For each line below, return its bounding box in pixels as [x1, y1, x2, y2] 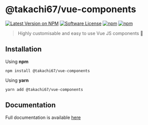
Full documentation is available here [5, 114, 81, 120]
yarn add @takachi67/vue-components [5, 87, 83, 92]
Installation [5, 45, 42, 54]
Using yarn [5, 77, 29, 83]
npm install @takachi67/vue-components [5, 68, 90, 73]
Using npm [5, 58, 29, 65]
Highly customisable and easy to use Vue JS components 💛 [17, 30, 143, 36]
